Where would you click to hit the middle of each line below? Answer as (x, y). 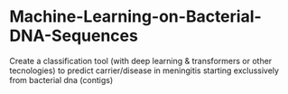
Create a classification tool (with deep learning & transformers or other (141, 61)
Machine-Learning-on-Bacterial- (135, 17)
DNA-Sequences (74, 36)
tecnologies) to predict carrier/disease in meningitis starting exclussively (144, 70)
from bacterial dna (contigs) (61, 80)
